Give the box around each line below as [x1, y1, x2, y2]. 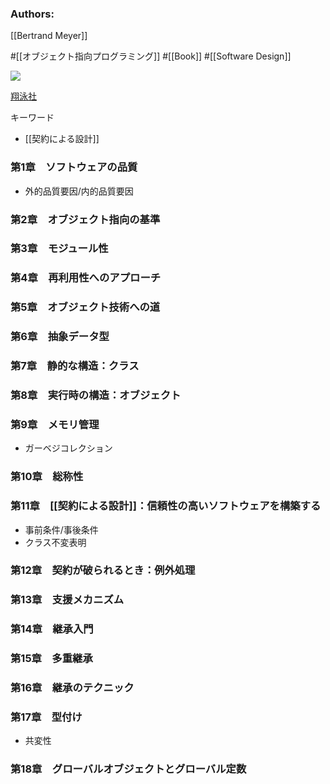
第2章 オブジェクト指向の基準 [10, 212, 161, 226]
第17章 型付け [10, 710, 83, 724]
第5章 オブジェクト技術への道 [10, 300, 161, 314]
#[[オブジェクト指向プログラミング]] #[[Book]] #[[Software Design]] [10, 50, 292, 62]
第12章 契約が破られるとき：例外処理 [10, 563, 196, 577]
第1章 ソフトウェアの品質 [10, 160, 138, 174]
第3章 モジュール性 [10, 242, 109, 256]
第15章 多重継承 [10, 652, 93, 666]
